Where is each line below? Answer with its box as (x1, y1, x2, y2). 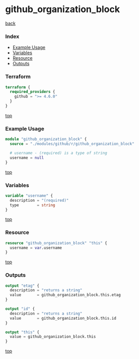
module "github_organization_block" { (5, 137, 87, 142)
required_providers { (10, 89, 56, 95)
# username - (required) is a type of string (10, 150, 108, 155)
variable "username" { (5, 193, 53, 198)
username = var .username (10, 245, 62, 250)
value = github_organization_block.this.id (10, 316, 116, 321)
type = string (10, 202, 56, 208)
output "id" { (5, 306, 35, 311)
